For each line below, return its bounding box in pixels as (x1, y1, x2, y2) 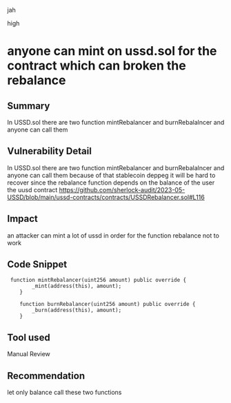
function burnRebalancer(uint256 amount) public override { (19, 301, 196, 308)
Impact (7, 213, 38, 225)
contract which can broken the (7, 58, 186, 74)
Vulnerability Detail (7, 145, 92, 157)
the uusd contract (7, 185, 58, 194)
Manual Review (7, 350, 50, 358)
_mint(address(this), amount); (32, 282, 122, 290)
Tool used (7, 331, 50, 343)
